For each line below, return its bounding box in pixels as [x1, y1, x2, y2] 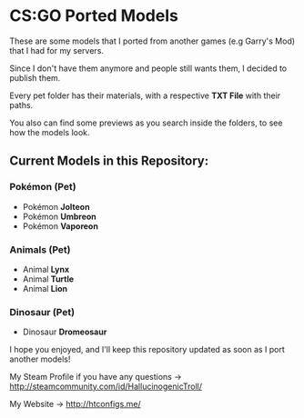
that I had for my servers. [9, 45, 105, 55]
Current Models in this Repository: [9, 154, 209, 169]
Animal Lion [22, 283, 68, 294]
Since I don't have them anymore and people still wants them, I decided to [9, 63, 288, 74]
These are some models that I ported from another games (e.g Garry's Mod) [9, 35, 296, 46]
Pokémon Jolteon [22, 201, 90, 212]
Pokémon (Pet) [9, 181, 76, 194]
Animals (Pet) [9, 243, 71, 255]
